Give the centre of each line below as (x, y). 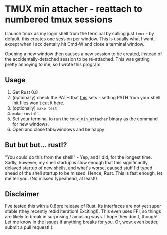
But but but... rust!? (36, 145)
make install (26, 114)
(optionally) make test (35, 108)
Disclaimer (22, 194)
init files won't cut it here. (38, 103)
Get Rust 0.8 (25, 92)
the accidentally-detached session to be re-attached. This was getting (77, 59)
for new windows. (31, 124)
